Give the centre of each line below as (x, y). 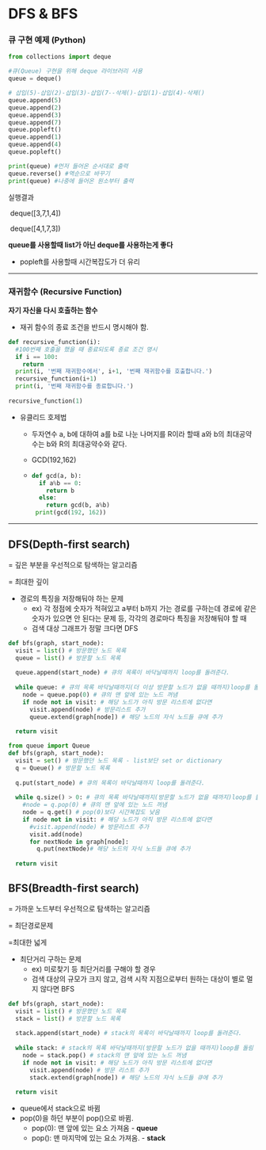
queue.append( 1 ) (35, 137)
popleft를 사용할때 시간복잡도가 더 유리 (80, 262)
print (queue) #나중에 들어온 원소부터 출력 (71, 181)
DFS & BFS (43, 14)
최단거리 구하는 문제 (50, 959)
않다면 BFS (57, 988)
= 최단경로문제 (31, 925)
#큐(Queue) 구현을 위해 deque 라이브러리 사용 (76, 71)
